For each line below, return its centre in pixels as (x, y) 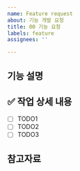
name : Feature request (40, 14)
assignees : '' (28, 40)
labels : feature (31, 33)
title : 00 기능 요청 (34, 27)
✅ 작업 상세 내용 (40, 102)
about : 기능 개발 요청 (36, 20)
